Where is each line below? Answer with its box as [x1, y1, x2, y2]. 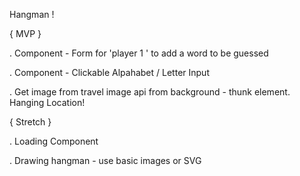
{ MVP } [9, 28, 42, 39]
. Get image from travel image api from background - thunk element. [9, 86, 291, 98]
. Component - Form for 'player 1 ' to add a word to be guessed [9, 47, 269, 59]
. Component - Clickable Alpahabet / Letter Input [9, 67, 210, 78]
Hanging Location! [9, 97, 86, 108]
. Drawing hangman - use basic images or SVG [9, 155, 202, 166]
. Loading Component [9, 135, 99, 147]
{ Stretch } [9, 116, 52, 128]
